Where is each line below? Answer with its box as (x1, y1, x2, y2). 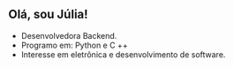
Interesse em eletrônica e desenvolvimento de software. (20, 48, 226, 60)
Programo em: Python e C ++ (20, 40, 129, 50)
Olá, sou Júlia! (8, 7, 89, 22)
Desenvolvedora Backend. (20, 30, 117, 41)
